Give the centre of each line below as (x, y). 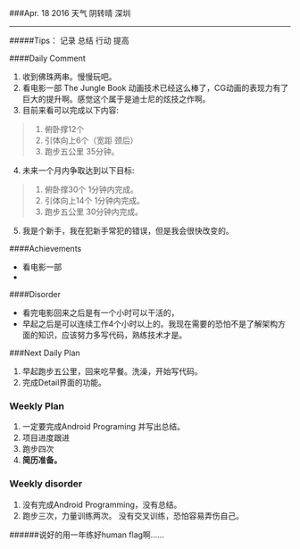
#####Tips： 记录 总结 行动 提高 (69, 40)
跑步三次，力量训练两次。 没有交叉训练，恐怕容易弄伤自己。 (133, 515)
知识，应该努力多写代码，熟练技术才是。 (112, 335)
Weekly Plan (37, 406)
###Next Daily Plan (45, 353)
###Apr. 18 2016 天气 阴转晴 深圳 (70, 13)
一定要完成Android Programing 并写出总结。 (104, 427)
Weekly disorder (46, 484)
